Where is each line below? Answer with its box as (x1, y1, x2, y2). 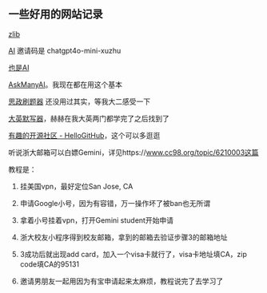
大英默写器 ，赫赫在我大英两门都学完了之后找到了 (8, 113, 169, 123)
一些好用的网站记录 (8, 7, 103, 22)
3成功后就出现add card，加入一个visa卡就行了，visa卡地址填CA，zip (19, 249, 248, 259)
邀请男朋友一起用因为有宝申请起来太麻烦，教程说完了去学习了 (19, 276, 224, 286)
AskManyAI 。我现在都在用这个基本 (8, 79, 122, 89)
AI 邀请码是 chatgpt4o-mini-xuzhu (8, 46, 122, 55)
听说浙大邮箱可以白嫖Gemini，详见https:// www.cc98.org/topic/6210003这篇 (8, 147, 259, 157)
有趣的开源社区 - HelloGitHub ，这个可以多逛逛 (8, 130, 161, 140)
